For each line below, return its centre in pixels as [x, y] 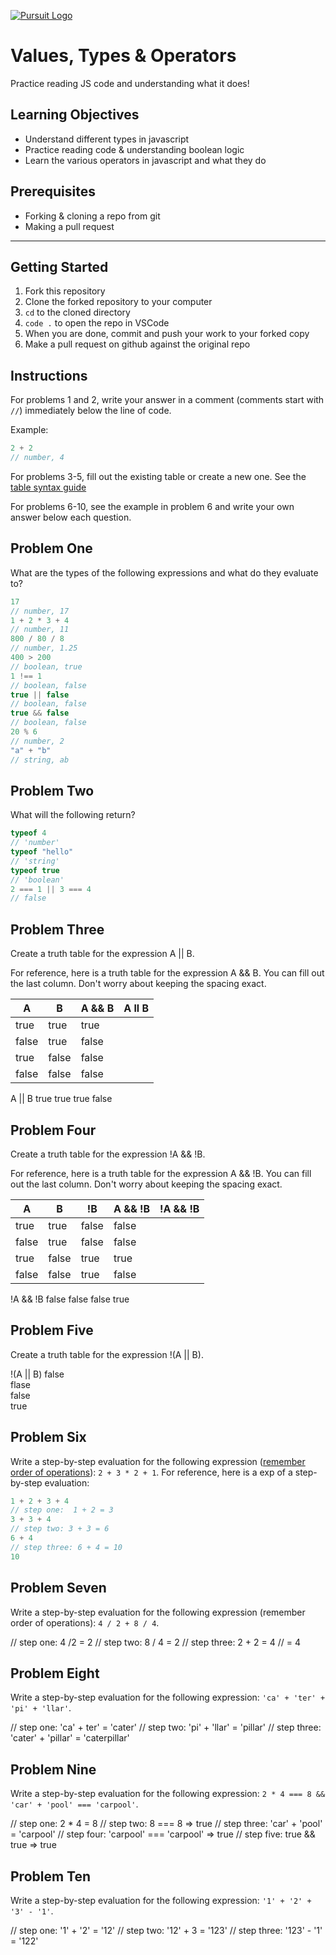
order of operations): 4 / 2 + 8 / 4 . [85, 1622]
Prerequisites [53, 191]
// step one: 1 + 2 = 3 [62, 1510]
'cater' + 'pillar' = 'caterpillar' [70, 1738]
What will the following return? [73, 815]
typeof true [35, 870]
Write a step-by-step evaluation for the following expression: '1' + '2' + [161, 1900]
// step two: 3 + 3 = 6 [60, 1529]
